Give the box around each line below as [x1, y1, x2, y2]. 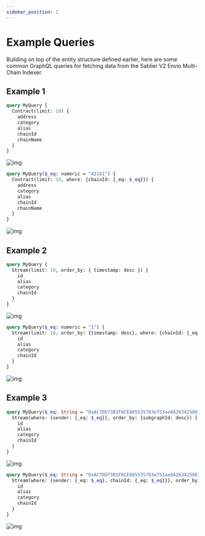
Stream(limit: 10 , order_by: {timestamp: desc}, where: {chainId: [12, 330, 184, 336]
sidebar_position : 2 [6, 9, 59, 15]
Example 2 [6, 245, 47, 256]
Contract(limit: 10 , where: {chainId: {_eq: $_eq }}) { [12, 177, 154, 183]
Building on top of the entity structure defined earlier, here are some [6, 56, 178, 63]
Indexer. [22, 69, 43, 76]
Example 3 [6, 393, 48, 403]
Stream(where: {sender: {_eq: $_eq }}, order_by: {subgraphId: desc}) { [12, 414, 198, 421]
